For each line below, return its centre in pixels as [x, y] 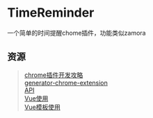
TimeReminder [51, 13]
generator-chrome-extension [66, 83]
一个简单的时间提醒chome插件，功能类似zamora [76, 33]
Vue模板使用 [42, 107]
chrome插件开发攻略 [54, 75]
